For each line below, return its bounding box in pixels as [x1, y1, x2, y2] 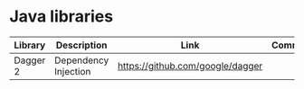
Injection [53, 65, 91, 77]
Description [55, 39, 108, 51]
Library [14, 39, 46, 51]
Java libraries [9, 6, 114, 27]
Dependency [53, 54, 109, 67]
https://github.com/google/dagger [117, 59, 263, 72]
